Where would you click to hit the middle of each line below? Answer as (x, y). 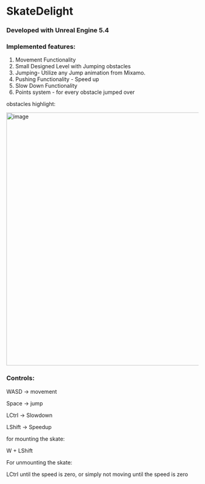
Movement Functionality (45, 60)
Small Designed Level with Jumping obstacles (73, 66)
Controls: (20, 378)
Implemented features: (41, 47)
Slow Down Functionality (46, 86)
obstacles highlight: (31, 104)
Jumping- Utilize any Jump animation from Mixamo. (80, 73)
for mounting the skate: (36, 439)
